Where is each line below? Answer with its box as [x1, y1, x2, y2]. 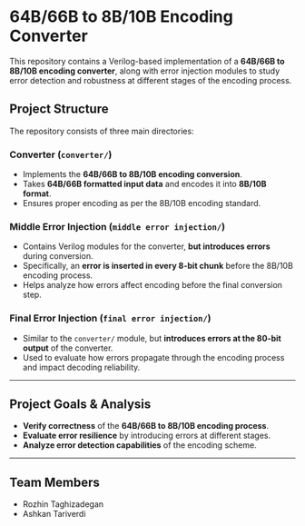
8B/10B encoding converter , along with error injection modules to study [9, 65, 280, 76]
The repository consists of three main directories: [9, 125, 194, 136]
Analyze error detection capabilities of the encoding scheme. [22, 440, 257, 451]
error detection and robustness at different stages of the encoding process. [9, 74, 292, 85]
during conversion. [22, 251, 93, 262]
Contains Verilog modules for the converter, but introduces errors [22, 241, 271, 252]
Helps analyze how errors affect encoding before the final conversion [22, 280, 283, 291]
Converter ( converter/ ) [9, 148, 113, 161]
